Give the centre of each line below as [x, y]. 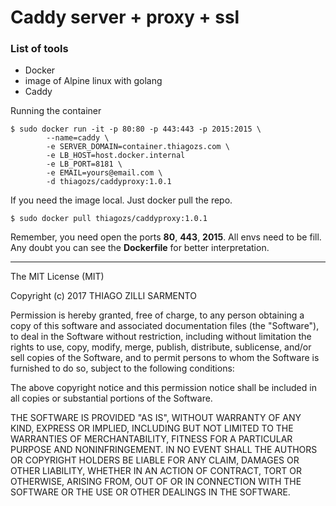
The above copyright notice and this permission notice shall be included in [163, 388]
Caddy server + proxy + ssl [125, 17]
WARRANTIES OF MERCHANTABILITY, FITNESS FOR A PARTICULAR [151, 439]
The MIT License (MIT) [57, 277]
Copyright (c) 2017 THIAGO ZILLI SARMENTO [103, 296]
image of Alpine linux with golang [93, 81]
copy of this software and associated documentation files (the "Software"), [165, 326]
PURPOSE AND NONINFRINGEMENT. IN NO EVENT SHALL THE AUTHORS [164, 450]
